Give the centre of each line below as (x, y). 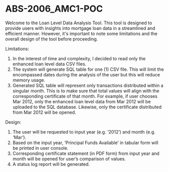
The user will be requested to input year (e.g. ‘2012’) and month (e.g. (84, 132)
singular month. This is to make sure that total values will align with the (86, 91)
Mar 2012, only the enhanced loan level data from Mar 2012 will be (82, 101)
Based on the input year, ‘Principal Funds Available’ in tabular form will (86, 143)
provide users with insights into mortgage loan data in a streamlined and (80, 28)
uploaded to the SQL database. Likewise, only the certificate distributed (87, 107)
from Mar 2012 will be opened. (44, 112)
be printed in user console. (40, 148)
